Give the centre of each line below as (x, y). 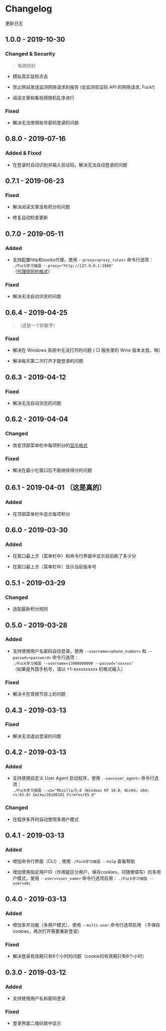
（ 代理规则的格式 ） (32, 271)
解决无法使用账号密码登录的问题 (46, 123)
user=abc (22, 884)
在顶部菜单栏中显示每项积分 (41, 514)
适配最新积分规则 (30, 609)
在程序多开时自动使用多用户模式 (46, 819)
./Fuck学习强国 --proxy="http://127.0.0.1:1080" (63, 266)
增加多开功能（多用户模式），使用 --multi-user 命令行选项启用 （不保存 (86, 925)
